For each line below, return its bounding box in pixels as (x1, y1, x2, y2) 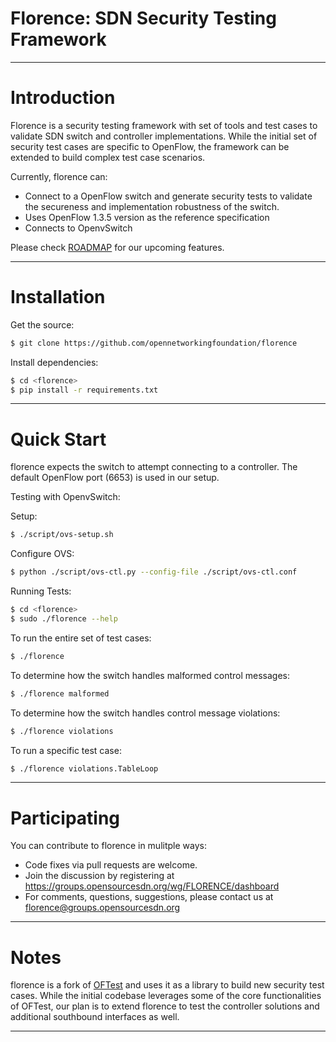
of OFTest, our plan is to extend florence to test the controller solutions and (10, 1000, 320, 1012)
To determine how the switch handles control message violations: (10, 707, 281, 719)
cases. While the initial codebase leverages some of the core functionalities (10, 990, 322, 1002)
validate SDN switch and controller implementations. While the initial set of (10, 130, 318, 142)
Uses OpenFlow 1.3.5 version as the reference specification (24, 211, 270, 223)
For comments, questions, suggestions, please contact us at (24, 891, 274, 903)
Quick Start (10, 428, 107, 451)
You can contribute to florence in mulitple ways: (10, 840, 207, 852)
